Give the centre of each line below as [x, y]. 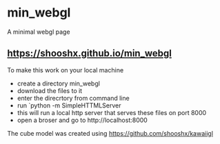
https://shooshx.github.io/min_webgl [90, 53]
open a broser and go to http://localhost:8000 [82, 120]
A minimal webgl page [39, 32]
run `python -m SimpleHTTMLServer [69, 105]
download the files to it [50, 90]
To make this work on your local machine [66, 70]
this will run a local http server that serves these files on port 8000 [112, 112]
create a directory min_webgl [58, 83]
